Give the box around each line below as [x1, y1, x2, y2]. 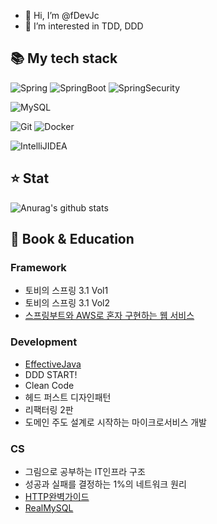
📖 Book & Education [10, 231, 135, 248]
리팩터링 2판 [24, 403, 74, 415]
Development [10, 335, 78, 349]
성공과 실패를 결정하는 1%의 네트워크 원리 [24, 478, 187, 490]
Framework [10, 260, 67, 274]
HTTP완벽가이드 [24, 490, 90, 502]
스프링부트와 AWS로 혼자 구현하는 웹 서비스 [24, 310, 195, 322]
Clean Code [24, 379, 75, 391]
